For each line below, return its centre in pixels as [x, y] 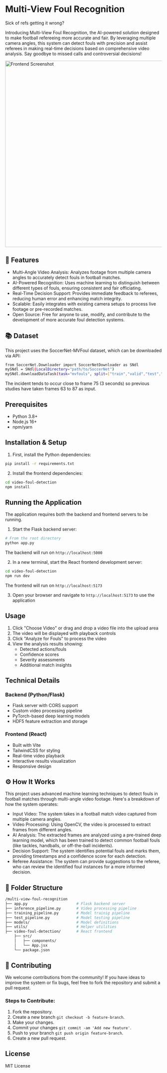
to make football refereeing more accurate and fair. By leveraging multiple [81, 38]
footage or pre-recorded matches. [47, 309]
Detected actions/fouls [43, 649]
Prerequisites [26, 404]
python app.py [20, 543]
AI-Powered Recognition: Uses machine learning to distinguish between [86, 282]
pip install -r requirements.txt [40, 463]
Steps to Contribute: [30, 1001]
